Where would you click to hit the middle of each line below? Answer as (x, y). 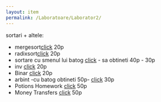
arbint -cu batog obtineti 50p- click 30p (64, 79)
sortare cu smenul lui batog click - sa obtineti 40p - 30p (85, 60)
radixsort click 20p (37, 53)
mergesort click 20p (39, 47)
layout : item (22, 12)
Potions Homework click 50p (51, 86)
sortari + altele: (25, 35)
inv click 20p (30, 66)
